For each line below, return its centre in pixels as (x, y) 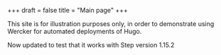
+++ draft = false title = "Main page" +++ (68, 10)
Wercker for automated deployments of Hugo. (75, 31)
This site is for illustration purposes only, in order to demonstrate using (111, 24)
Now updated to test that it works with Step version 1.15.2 (91, 45)
